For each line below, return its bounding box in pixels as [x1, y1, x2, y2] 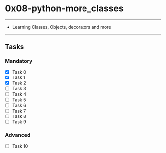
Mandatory [5, 58, 33, 65]
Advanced [5, 132, 31, 139]
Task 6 [12, 102, 26, 108]
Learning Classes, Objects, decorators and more [12, 24, 111, 30]
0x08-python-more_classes [5, 3, 124, 14]
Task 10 [12, 143, 28, 149]
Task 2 [12, 80, 26, 86]
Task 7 [12, 108, 26, 114]
